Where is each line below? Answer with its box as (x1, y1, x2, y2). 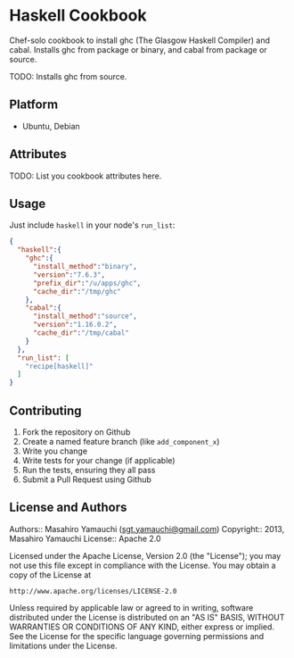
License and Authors (9, 500, 127, 515)
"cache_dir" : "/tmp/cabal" (32, 329, 129, 337)
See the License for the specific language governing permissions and (9, 630, 265, 641)
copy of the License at (9, 569, 92, 580)
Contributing (9, 403, 82, 418)
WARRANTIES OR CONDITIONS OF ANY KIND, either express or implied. (9, 621, 274, 632)
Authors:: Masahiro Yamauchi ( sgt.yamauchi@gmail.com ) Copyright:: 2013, (9, 523, 285, 534)
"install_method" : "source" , (32, 312, 138, 321)
